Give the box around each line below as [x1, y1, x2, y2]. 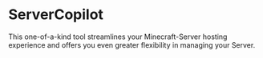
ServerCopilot [8, 6, 104, 24]
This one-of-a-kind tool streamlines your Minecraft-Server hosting [8, 32, 228, 41]
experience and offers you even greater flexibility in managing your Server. [8, 40, 256, 49]
